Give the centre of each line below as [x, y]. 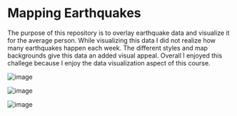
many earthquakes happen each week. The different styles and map [108, 48]
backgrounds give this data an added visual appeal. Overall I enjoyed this [115, 56]
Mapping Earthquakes [74, 13]
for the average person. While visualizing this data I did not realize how [112, 40]
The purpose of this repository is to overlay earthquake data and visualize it [118, 33]
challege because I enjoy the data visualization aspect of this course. [109, 63]
